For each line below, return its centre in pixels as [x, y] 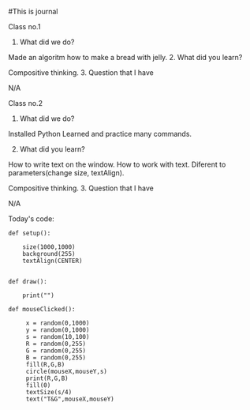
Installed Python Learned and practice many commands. [100, 134]
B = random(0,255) [56, 358]
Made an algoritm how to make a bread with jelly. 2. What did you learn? [125, 57]
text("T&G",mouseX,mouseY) [70, 399]
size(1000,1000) [49, 247]
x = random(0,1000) [58, 323]
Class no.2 [26, 103]
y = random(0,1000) [58, 330]
